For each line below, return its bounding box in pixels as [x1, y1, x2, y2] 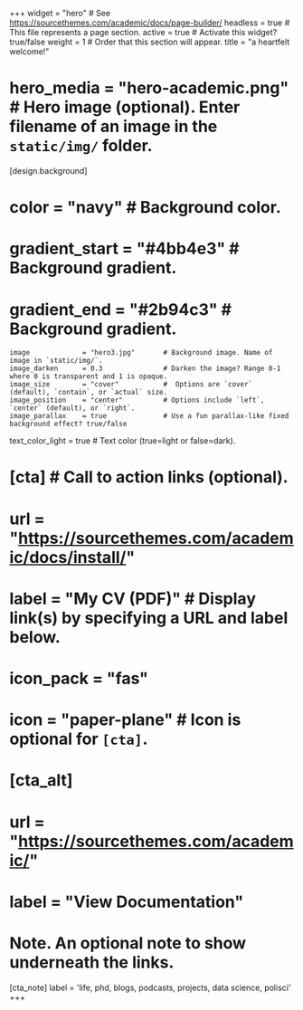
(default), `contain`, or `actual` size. [9, 388, 168, 397]
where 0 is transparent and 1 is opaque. [9, 372, 168, 381]
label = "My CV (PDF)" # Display [9, 588, 256, 609]
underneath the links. [9, 952, 175, 972]
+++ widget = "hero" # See [9, 8, 111, 18]
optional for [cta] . [9, 729, 148, 749]
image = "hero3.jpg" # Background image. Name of [9, 348, 273, 357]
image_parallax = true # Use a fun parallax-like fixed [9, 412, 289, 421]
